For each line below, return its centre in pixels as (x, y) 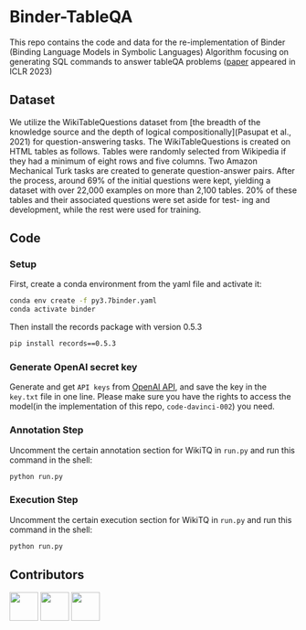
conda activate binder (53, 310)
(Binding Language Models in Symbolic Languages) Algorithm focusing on (149, 51)
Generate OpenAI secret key (74, 367)
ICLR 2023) (31, 71)
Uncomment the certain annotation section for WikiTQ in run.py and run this (152, 450)
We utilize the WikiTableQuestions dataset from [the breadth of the (135, 122)
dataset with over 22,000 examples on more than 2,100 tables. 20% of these (153, 190)
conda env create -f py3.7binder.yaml (83, 301)
